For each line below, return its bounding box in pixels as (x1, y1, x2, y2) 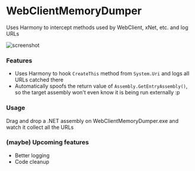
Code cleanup (14, 158, 49, 165)
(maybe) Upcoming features (6, 138, 89, 147)
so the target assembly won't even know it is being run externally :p (14, 89, 180, 96)
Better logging (14, 151, 50, 159)
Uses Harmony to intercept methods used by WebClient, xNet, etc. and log (6, 24, 188, 31)
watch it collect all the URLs (6, 123, 74, 131)
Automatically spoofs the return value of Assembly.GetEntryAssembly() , (14, 83, 188, 90)
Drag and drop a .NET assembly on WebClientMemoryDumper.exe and (6, 117, 179, 124)
